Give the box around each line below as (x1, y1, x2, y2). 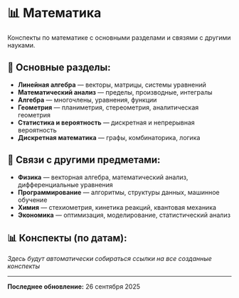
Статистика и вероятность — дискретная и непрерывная (17, 118, 196, 127)
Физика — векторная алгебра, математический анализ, (17, 173, 188, 181)
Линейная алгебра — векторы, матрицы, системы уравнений (17, 80, 206, 89)
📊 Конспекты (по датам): (7, 232, 127, 244)
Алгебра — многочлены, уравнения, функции (17, 95, 157, 104)
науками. (7, 41, 36, 49)
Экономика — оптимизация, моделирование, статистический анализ (17, 211, 231, 219)
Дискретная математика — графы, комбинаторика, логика (17, 133, 201, 142)
